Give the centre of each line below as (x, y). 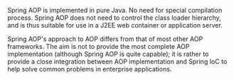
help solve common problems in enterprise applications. (90, 69)
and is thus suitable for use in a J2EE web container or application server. (115, 25)
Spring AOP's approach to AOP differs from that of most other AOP (105, 39)
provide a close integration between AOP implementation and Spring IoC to (117, 62)
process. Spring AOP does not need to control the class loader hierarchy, (115, 18)
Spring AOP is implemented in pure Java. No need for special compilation (115, 10)
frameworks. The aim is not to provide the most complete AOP (99, 46)
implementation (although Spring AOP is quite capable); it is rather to (108, 54)
